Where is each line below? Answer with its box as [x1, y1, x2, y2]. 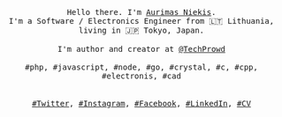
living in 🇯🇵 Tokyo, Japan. [78, 26, 205, 35]
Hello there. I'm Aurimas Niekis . [66, 7, 217, 17]
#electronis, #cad [102, 71, 181, 81]
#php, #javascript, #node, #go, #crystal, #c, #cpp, [25, 62, 258, 72]
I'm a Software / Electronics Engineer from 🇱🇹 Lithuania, [9, 16, 274, 26]
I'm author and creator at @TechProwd [57, 44, 225, 54]
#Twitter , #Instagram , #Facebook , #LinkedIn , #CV [31, 99, 252, 108]
